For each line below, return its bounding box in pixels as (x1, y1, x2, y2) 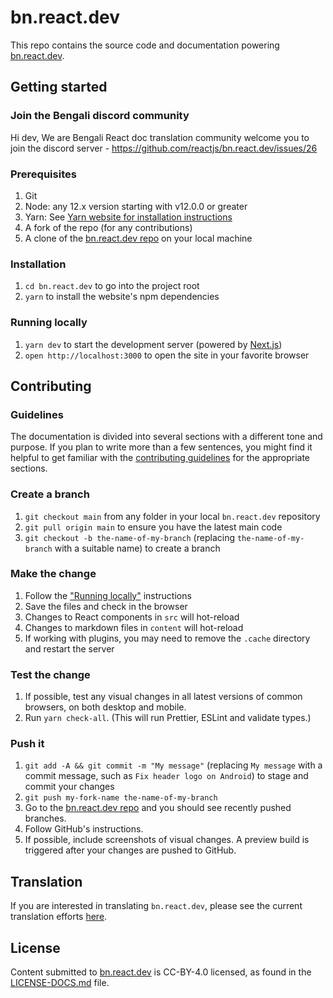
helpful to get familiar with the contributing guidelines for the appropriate (10, 452, 310, 464)
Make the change (10, 567, 97, 581)
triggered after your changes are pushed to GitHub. (24, 844, 237, 856)
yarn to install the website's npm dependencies (24, 291, 220, 303)
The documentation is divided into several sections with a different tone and (10, 431, 323, 443)
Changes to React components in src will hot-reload (24, 611, 240, 623)
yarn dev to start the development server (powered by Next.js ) (24, 338, 283, 350)
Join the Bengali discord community (10, 109, 190, 123)
